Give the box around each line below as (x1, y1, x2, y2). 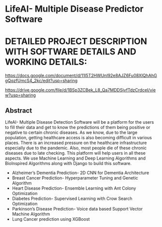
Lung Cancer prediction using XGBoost (12, 216, 90, 222)
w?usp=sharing (5, 92, 36, 98)
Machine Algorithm (12, 211, 50, 217)
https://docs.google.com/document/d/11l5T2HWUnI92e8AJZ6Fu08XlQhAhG (5, 73, 157, 79)
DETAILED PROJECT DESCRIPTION (5, 36, 147, 47)
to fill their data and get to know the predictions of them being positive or (5, 124, 151, 130)
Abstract (5, 106, 32, 114)
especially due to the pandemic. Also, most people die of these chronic (5, 145, 147, 151)
